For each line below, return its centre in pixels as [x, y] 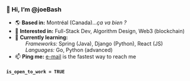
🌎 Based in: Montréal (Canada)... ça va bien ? [71, 22]
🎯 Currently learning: [41, 37]
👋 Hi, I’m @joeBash [34, 9]
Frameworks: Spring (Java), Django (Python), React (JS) [94, 44]
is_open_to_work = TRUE [36, 72]
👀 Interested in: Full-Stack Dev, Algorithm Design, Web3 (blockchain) [100, 31]
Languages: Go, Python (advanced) [69, 50]
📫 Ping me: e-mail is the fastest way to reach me [75, 57]
